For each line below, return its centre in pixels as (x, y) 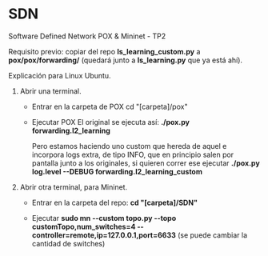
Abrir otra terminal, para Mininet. (74, 187)
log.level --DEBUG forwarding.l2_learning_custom (117, 171)
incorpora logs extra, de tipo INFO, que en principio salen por (133, 154)
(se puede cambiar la (212, 235)
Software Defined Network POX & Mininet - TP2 (87, 36)
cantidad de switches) (68, 243)
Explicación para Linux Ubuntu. (60, 75)
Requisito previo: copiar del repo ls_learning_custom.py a (104, 51)
